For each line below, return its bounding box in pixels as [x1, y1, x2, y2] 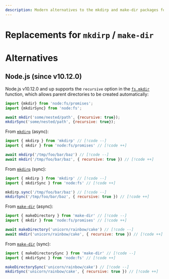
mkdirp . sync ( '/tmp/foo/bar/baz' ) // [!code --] [5, 190, 107, 195]
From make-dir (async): [5, 203, 54, 210]
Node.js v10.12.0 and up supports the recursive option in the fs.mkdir [5, 85, 150, 91]
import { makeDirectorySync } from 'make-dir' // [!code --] [5, 251, 136, 256]
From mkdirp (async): [5, 128, 49, 134]
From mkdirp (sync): [5, 166, 47, 172]
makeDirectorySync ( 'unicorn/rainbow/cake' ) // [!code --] [5, 264, 129, 269]
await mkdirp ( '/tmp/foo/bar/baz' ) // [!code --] [5, 152, 109, 157]
